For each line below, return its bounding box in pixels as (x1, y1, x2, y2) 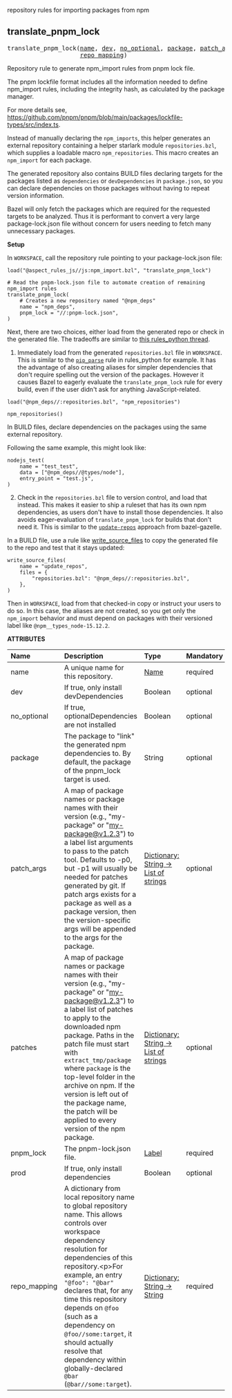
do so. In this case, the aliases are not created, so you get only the (7, 606, 196, 615)
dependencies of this (64, 1253, 133, 1262)
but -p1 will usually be (64, 863, 138, 873)
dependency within (64, 1354, 126, 1364)
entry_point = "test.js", (19, 475, 95, 482)
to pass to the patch (64, 846, 129, 855)
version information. (7, 191, 64, 199)
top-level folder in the (64, 1072, 135, 1082)
